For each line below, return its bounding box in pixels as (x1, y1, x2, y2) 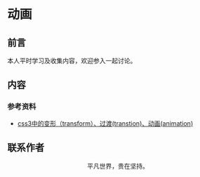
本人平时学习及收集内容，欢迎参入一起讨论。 (7, 57, 137, 65)
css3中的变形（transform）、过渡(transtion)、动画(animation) (17, 119, 194, 127)
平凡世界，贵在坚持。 (87, 162, 149, 170)
